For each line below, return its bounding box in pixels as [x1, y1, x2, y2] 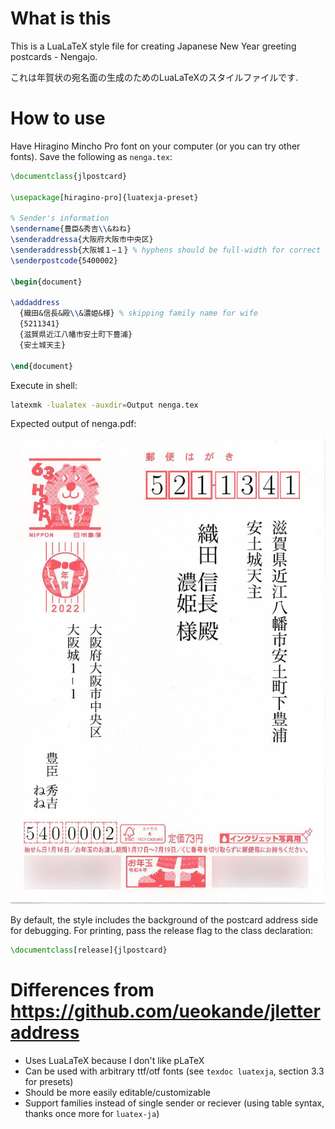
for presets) [24, 1075, 74, 1087]
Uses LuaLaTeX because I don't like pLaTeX [24, 1054, 205, 1066]
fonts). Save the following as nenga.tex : [10, 150, 173, 162]
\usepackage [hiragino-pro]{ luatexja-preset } [10, 192, 199, 202]
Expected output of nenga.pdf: [10, 418, 137, 430]
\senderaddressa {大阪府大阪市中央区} [10, 235, 154, 245]
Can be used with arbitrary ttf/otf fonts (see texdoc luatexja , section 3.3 [24, 1065, 325, 1077]
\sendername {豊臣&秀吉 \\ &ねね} [10, 224, 132, 234]
